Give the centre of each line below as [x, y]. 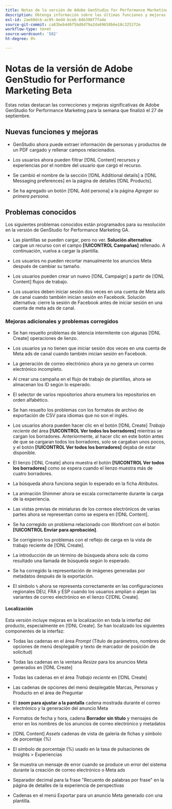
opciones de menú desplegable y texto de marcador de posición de [84, 646]
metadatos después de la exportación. [53, 576]
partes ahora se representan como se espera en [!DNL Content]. [81, 514]
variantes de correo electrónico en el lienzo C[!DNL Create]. [76, 597]
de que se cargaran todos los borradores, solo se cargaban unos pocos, [89, 442]
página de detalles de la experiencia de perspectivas [68, 785]
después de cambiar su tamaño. [47, 266]
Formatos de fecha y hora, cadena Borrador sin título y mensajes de [85, 718]
